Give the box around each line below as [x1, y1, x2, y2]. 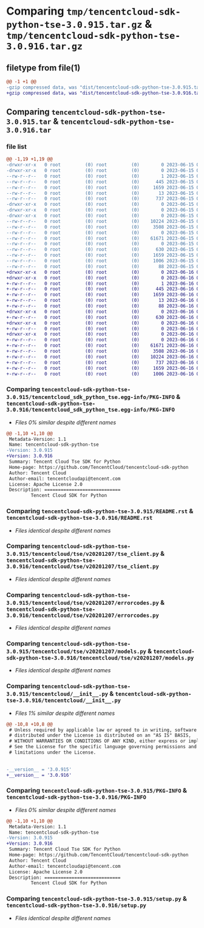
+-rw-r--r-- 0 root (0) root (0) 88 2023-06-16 [6, 303, 194, 309]
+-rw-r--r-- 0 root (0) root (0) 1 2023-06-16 [6, 281, 194, 287]
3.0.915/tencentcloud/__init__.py [6, 691, 108, 698]
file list [6, 142, 27, 151]
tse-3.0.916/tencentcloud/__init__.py [6, 697, 121, 704]
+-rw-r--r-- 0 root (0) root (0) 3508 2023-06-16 [6, 348, 194, 355]
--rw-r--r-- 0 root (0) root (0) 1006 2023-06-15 [6, 258, 194, 264]
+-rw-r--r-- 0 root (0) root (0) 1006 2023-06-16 [6, 370, 194, 377]
